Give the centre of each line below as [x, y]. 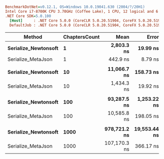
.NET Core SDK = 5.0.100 [28, 16]
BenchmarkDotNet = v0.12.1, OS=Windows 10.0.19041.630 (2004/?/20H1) [75, 7]
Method [33, 37]
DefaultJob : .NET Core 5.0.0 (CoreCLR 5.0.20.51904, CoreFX [73, 25]
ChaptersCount [82, 37]
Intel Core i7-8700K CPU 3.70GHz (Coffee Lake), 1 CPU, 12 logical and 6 [82, 11]
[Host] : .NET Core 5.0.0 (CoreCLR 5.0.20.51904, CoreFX [73, 21]
